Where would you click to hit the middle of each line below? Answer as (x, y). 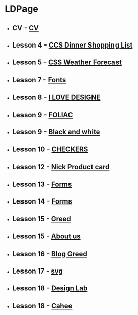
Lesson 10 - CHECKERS (50, 150)
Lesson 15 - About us (46, 237)
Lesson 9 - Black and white (56, 132)
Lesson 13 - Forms (42, 184)
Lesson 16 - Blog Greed (50, 254)
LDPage (22, 9)
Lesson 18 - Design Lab (50, 289)
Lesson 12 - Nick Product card (61, 167)
